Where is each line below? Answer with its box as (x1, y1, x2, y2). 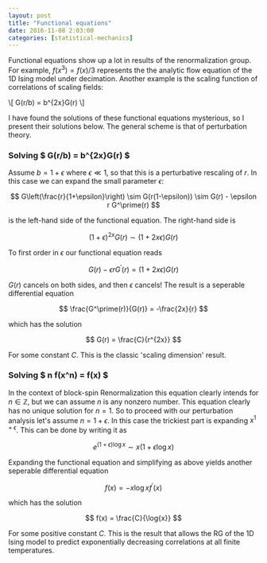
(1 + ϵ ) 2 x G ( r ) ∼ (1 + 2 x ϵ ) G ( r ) (88, 231, 179, 242)
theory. (8, 130, 32, 139)
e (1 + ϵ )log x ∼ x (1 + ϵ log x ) (92, 441, 175, 452)
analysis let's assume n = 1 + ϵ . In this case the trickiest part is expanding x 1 (8, 414, 257, 425)
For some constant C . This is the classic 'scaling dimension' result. (8, 350, 226, 359)
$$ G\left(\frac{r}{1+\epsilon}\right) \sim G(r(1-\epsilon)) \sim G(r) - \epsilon (10, 192, 257, 201)
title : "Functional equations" (8, 19, 112, 27)
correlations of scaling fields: (8, 82, 103, 91)
